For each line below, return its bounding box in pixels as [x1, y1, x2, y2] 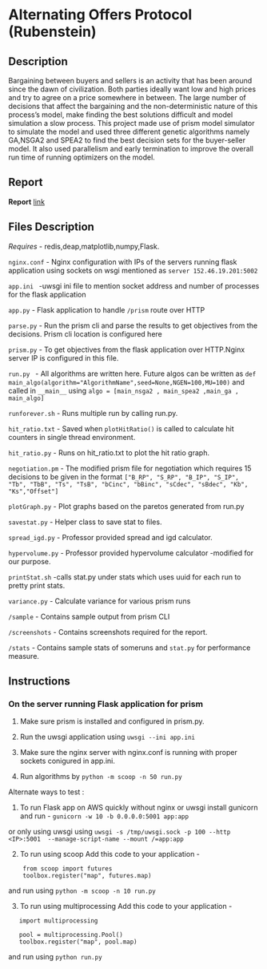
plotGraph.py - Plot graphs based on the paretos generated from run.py [8, 501, 245, 511]
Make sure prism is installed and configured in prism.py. [19, 717, 205, 726]
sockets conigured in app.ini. [19, 756, 116, 766]
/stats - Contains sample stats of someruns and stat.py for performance [8, 643, 251, 652]
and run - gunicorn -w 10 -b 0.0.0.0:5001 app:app [19, 811, 189, 821]
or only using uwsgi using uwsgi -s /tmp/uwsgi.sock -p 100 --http [8, 827, 231, 837]
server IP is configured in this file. [8, 353, 119, 362]
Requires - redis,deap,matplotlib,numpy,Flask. [8, 241, 160, 251]
